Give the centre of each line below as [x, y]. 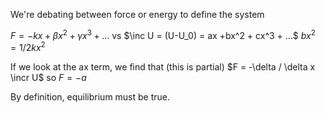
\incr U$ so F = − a [48, 78]
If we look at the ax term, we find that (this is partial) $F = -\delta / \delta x [163, 67]
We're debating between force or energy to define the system [137, 14]
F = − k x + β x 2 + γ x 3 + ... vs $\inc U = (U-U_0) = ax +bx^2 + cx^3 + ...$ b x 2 [163, 34]
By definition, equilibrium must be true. [90, 97]
